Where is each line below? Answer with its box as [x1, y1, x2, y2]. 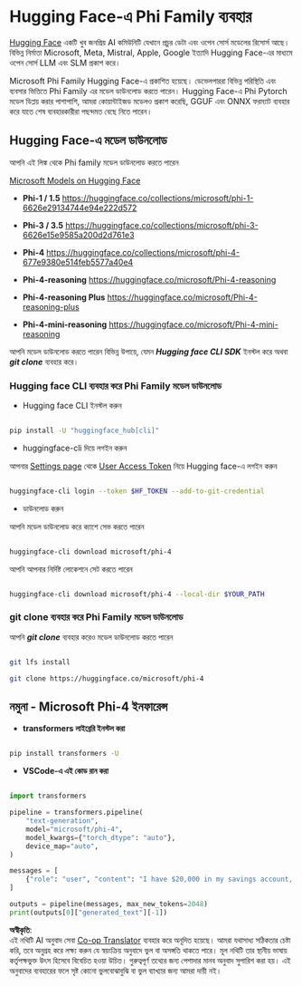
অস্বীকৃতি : [9, 924, 33, 935]
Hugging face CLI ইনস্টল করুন [22, 401, 122, 411]
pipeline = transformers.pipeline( [9, 808, 144, 817]
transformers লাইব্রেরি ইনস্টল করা [22, 723, 126, 734]
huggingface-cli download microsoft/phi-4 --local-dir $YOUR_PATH [9, 589, 265, 599]
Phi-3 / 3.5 [22, 219, 63, 230]
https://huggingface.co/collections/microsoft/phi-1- [61, 192, 254, 203]
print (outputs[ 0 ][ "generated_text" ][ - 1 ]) [9, 908, 168, 917]
